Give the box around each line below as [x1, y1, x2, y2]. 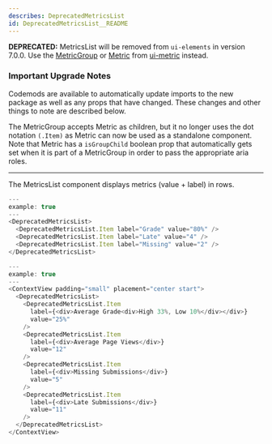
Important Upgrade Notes [8, 70, 112, 82]
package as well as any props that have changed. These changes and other [8, 97, 261, 107]
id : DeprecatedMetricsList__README [8, 19, 129, 28]
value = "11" [29, 406, 67, 414]
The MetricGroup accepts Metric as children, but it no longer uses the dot [8, 122, 254, 131]
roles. [8, 156, 28, 166]
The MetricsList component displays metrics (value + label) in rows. [8, 179, 235, 189]
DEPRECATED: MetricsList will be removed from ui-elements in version [8, 41, 245, 51]
